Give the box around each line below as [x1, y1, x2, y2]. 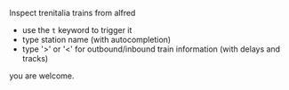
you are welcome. [9, 70, 75, 81]
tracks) [21, 53, 49, 63]
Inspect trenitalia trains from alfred [9, 8, 136, 18]
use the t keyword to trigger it [21, 25, 132, 35]
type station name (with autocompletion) [21, 35, 172, 45]
